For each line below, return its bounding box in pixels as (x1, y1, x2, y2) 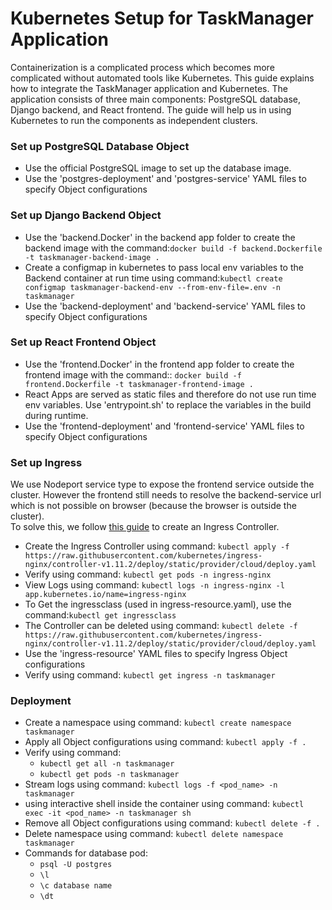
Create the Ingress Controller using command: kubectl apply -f (24, 540, 290, 552)
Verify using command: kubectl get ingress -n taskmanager (24, 669, 276, 681)
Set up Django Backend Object (10, 208, 162, 222)
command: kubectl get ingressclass (24, 609, 177, 621)
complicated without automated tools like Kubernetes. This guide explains (10, 72, 315, 84)
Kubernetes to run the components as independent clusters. (10, 114, 258, 126)
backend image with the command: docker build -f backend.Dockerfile (24, 242, 323, 254)
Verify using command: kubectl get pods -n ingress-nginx (24, 568, 272, 581)
